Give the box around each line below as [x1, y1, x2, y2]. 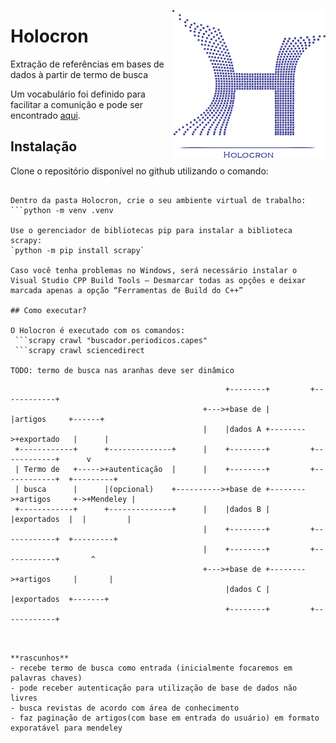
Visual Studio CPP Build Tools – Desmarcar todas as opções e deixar [10, 275, 307, 285]
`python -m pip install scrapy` [10, 245, 145, 255]
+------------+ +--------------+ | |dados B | [14, 504, 271, 514]
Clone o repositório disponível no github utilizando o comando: [10, 165, 269, 177]
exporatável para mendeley [10, 723, 123, 733]
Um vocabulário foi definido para [10, 88, 146, 100]
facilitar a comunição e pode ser [10, 98, 143, 110]
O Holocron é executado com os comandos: [10, 325, 186, 335]
